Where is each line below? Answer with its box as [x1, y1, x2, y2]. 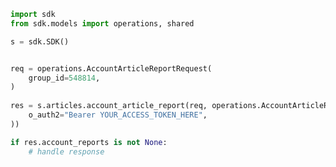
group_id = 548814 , [28, 73, 101, 83]
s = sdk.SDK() [10, 36, 70, 47]
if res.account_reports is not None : [10, 137, 168, 147]
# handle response [28, 146, 105, 157]
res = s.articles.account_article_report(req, [10, 101, 208, 111]
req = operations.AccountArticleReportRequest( [10, 63, 213, 74]
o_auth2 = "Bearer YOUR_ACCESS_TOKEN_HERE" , [28, 110, 208, 120]
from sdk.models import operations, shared [10, 18, 195, 29]
